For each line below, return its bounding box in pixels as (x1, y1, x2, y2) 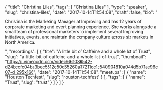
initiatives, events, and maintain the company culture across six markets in (5, 34, 154, 40)
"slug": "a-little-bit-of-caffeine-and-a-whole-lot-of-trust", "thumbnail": (5, 54, 147, 60)
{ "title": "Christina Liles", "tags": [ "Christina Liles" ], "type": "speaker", (5, 4, 147, 10)
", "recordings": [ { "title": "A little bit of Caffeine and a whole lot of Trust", (5, 48, 151, 54)
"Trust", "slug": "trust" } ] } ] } (5, 79, 64, 85)
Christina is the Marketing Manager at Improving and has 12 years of (5, 19, 142, 24)
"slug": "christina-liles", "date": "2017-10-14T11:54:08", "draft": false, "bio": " (5, 9, 158, 15)
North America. (5, 39, 36, 45)
